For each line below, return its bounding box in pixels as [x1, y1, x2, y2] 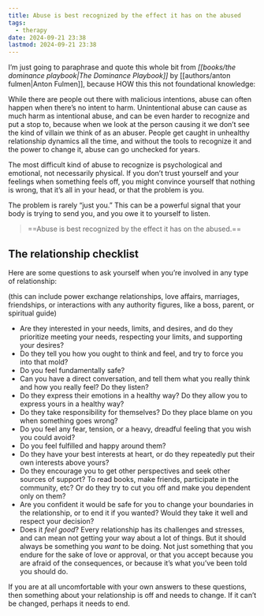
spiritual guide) [8, 308, 58, 318]
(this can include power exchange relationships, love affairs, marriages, [8, 291, 240, 301]
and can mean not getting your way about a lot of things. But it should [19, 533, 247, 543]
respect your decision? [19, 516, 95, 525]
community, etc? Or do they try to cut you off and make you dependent [19, 483, 251, 492]
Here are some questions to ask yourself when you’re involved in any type [8, 267, 249, 277]
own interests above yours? [19, 457, 110, 467]
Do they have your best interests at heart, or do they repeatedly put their [19, 449, 255, 458]
